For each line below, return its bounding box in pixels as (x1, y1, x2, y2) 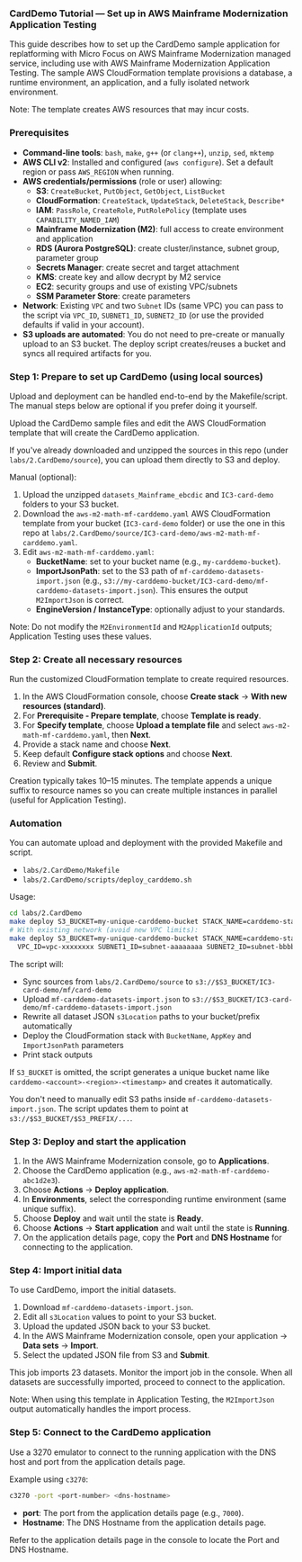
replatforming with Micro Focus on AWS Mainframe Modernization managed (9, 49, 291, 59)
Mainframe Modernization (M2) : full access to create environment (35, 223, 284, 234)
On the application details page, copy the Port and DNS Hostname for (22, 1232, 282, 1243)
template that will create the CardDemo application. (9, 426, 200, 438)
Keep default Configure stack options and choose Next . (22, 749, 233, 759)
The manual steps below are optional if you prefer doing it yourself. (9, 399, 258, 411)
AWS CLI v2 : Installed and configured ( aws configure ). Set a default (22, 157, 274, 167)
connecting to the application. (22, 1242, 133, 1252)
